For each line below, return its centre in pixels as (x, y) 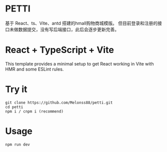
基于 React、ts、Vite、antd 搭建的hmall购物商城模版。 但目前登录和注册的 (81, 23)
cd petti (14, 107)
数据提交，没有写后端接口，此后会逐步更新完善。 (68, 29)
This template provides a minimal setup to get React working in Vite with (79, 63)
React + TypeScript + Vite (59, 50)
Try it (16, 89)
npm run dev (17, 144)
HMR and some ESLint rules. (34, 69)
